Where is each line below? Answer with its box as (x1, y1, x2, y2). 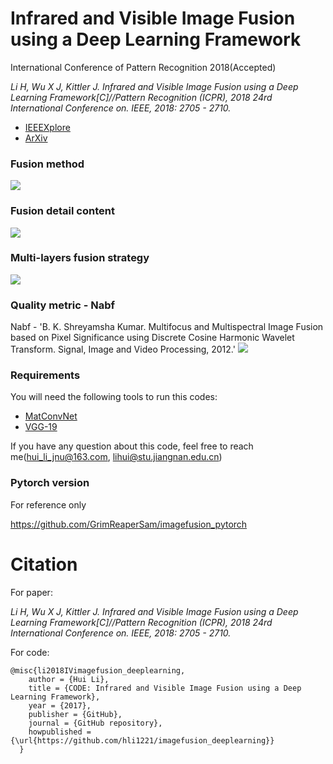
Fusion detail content (10, 204, 115, 218)
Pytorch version (10, 476, 90, 490)
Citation (10, 553, 78, 576)
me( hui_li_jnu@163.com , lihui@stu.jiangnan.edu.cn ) (10, 451, 223, 463)
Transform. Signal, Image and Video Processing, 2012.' (10, 343, 236, 356)
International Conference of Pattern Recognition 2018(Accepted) (10, 61, 277, 73)
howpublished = (28, 727, 92, 737)
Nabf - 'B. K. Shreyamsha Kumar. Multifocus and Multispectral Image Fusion (10, 321, 324, 333)
